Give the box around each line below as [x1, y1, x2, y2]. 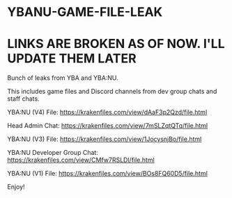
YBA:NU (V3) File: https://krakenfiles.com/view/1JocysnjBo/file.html [7, 135, 202, 143]
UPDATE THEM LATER [7, 51, 137, 67]
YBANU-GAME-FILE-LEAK [7, 4, 163, 20]
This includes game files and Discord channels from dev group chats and [7, 88, 217, 96]
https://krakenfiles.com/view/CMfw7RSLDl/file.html [7, 156, 155, 164]
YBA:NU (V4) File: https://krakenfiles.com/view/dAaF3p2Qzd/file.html [7, 108, 208, 117]
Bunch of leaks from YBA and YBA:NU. [7, 74, 118, 82]
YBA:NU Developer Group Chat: [7, 149, 99, 157]
